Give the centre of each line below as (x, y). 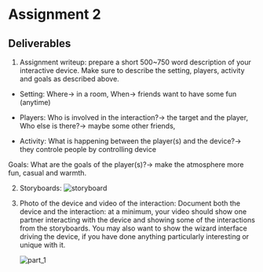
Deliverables (40, 44)
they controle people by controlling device (88, 149)
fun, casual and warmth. (47, 173)
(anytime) (35, 102)
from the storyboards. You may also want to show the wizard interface (133, 228)
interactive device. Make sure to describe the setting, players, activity (132, 71)
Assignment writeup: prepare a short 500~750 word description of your (135, 62)
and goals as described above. (69, 79)
